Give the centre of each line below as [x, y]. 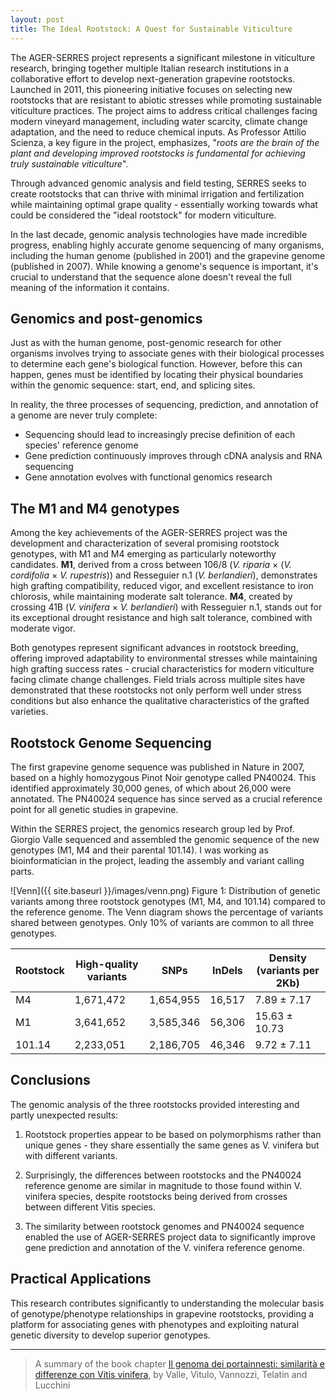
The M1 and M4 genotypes [95, 508]
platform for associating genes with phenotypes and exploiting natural [155, 1324]
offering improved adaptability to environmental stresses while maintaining [164, 658]
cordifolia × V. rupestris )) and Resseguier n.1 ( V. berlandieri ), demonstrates [164, 575]
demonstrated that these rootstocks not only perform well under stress [156, 690]
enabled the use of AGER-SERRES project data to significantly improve [170, 1237]
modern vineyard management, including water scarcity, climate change [159, 121]
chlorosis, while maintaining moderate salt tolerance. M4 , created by [151, 597]
